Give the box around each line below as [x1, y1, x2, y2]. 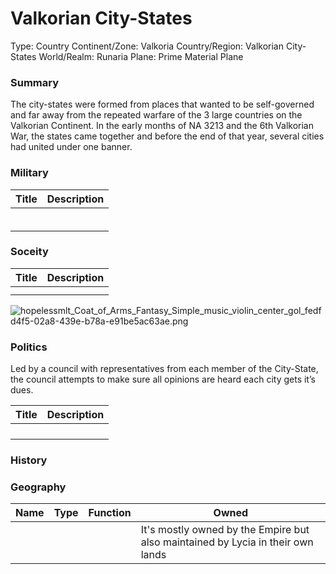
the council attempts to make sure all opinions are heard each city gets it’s [10, 373, 316, 386]
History [10, 453, 48, 467]
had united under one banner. [10, 141, 133, 153]
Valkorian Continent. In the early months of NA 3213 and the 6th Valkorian [10, 120, 315, 132]
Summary [10, 75, 60, 89]
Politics [10, 340, 48, 354]
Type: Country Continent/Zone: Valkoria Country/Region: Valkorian [10, 40, 284, 52]
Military [10, 166, 49, 180]
